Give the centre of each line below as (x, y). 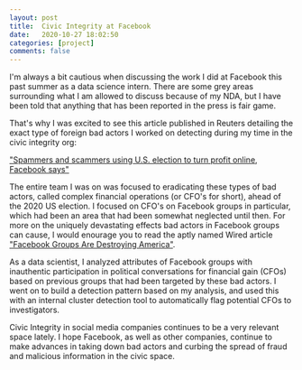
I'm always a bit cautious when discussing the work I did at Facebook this (146, 77)
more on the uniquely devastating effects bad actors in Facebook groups (145, 226)
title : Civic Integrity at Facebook (80, 26)
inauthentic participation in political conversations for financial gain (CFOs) (148, 272)
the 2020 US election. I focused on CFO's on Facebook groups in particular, (150, 206)
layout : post (34, 18)
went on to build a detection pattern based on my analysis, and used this (144, 291)
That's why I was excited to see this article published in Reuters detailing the (151, 124)
